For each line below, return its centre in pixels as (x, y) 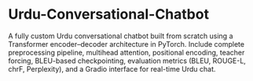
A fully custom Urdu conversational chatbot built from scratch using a (121, 36)
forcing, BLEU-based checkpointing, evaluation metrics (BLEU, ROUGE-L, (127, 61)
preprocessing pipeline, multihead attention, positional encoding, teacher (126, 52)
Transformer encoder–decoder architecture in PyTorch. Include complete (126, 44)
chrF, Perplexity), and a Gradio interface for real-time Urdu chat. (112, 69)
